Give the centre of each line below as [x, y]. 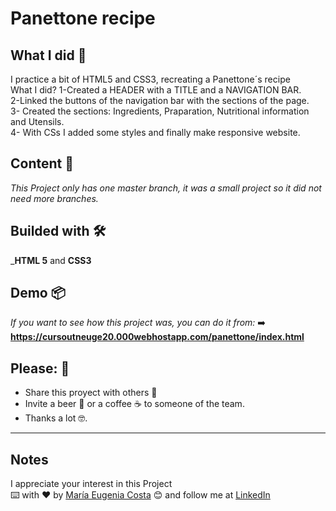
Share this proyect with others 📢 [91, 393]
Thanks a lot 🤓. [56, 418]
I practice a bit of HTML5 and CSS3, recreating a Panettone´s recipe [150, 79]
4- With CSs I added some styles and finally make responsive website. [155, 132]
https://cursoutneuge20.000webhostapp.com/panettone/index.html [157, 337]
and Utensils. [37, 121]
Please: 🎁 [40, 368]
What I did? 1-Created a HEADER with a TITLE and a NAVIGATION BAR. [156, 90]
